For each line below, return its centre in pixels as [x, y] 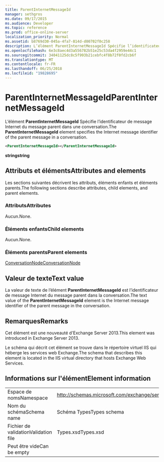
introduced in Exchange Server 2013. [42, 338]
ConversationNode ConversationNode [43, 263]
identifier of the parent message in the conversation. [58, 306]
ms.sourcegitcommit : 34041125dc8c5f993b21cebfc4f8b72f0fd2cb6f [71, 55]
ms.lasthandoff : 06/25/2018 [34, 69]
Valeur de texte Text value [45, 278]
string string [18, 155]
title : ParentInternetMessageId [38, 10]
